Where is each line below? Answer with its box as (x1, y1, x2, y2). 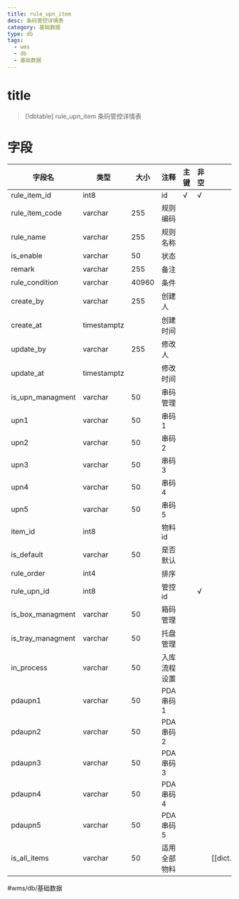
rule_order (11, 568, 46, 578)
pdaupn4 (11, 789, 41, 799)
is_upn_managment (11, 392, 76, 402)
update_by (11, 344, 46, 354)
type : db (7, 30, 33, 38)
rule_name (11, 232, 46, 242)
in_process (11, 663, 48, 673)
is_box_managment (11, 609, 76, 619)
